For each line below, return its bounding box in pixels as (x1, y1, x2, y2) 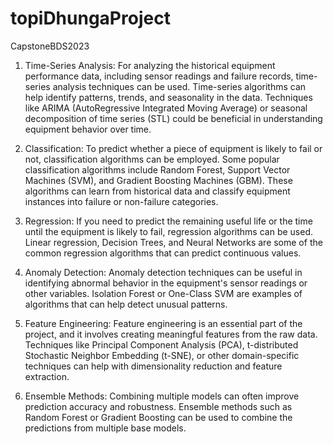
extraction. (24, 370, 70, 382)
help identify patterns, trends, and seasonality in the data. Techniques (24, 91, 313, 103)
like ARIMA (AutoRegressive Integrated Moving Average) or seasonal (24, 102, 308, 114)
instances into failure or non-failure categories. (24, 195, 219, 207)
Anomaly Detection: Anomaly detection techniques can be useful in (24, 266, 303, 278)
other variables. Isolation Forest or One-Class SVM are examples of (24, 287, 303, 299)
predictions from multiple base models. (24, 422, 187, 434)
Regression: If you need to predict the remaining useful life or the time (24, 215, 313, 227)
